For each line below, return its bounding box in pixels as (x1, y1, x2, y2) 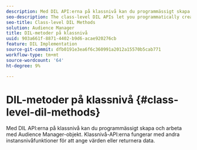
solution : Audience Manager (6, 25, 75, 31)
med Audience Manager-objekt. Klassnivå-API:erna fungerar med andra (6, 131, 180, 138)
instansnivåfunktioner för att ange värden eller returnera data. (6, 137, 155, 144)
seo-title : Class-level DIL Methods (6, 19, 96, 25)
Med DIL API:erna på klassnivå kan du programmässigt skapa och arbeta (6, 125, 182, 132)
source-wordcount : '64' (6, 57, 64, 63)
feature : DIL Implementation (6, 41, 77, 47)
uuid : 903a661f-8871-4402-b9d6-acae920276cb (6, 36, 117, 41)
